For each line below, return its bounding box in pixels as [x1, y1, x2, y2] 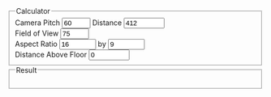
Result [15, 65, 37, 74]
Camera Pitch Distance [15, 18, 123, 27]
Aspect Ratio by [15, 39, 107, 48]
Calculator [15, 6, 50, 15]
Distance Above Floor [15, 49, 88, 59]
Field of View [15, 28, 59, 38]
